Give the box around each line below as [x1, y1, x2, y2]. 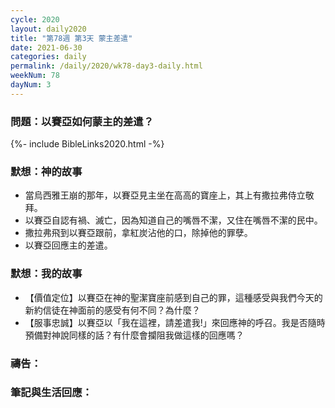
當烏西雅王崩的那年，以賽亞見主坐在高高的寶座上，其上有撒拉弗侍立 [24, 189, 306, 201]
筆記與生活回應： [10, 386, 93, 400]
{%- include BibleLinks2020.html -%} [10, 138, 165, 150]
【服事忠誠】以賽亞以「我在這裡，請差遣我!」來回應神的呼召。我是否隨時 [24, 316, 326, 328]
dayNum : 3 [10, 80, 52, 90]
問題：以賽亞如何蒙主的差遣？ [10, 114, 155, 128]
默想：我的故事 [10, 267, 83, 281]
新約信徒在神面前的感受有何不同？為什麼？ [24, 304, 201, 316]
